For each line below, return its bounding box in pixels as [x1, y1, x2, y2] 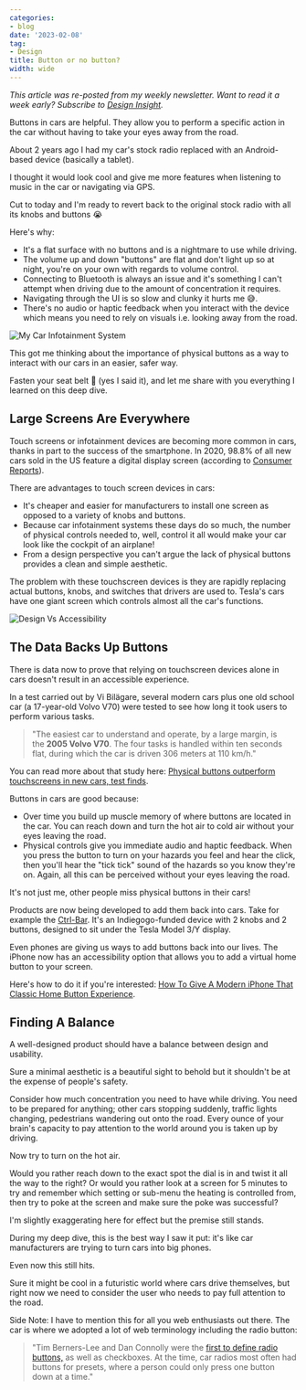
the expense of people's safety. [9, 1076, 129, 1088]
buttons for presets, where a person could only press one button [31, 1362, 276, 1373]
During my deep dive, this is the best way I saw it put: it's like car [9, 1233, 254, 1244]
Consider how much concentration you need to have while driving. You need [9, 1094, 298, 1105]
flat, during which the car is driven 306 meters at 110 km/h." [31, 748, 257, 759]
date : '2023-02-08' [9, 30, 84, 39]
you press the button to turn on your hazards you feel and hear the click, [22, 849, 296, 860]
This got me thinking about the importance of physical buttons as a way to [9, 347, 290, 358]
